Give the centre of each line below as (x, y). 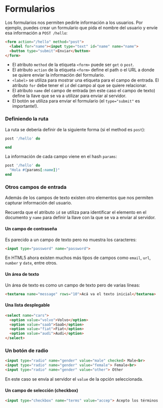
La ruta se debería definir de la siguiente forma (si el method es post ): (75, 129)
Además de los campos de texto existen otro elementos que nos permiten (79, 198)
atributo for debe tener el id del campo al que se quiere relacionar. (80, 85)
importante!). (25, 106)
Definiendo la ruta (27, 119)
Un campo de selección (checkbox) (42, 390)
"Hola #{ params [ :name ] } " (35, 170)
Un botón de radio (27, 350)
